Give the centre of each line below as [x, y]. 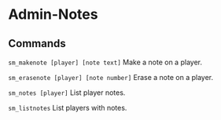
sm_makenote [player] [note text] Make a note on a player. [105, 62]
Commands [37, 44]
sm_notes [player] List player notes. [67, 93]
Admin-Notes [53, 15]
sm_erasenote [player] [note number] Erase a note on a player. [111, 77]
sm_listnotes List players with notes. [68, 108]
